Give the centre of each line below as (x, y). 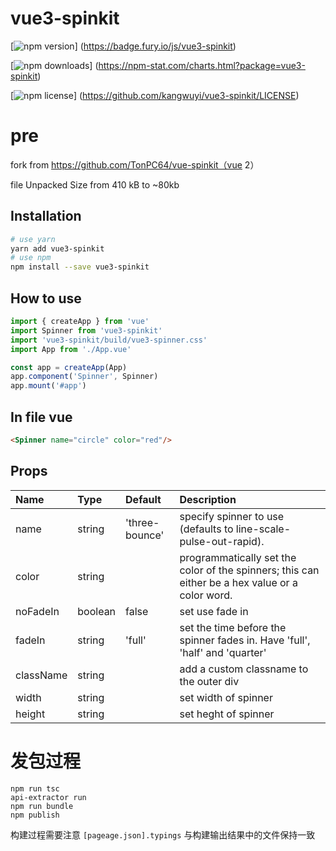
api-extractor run (48, 797)
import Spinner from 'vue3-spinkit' (86, 330)
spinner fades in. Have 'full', (245, 640)
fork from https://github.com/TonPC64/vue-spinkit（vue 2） (135, 164)
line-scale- (263, 529)
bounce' (145, 535)
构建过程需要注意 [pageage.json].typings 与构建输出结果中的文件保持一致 (163, 834)
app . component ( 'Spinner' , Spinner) (84, 377)
